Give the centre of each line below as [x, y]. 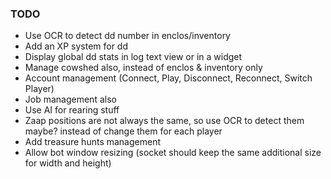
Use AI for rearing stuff [72, 110]
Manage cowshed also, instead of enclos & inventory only [143, 68]
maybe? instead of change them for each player [123, 131]
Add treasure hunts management [93, 142]
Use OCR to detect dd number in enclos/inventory [127, 36]
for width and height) [68, 163]
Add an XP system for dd [76, 46]
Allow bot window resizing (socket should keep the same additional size [173, 153]
